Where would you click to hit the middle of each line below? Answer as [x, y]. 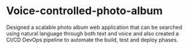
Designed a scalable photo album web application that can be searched [94, 27]
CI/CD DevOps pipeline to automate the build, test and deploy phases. [92, 40]
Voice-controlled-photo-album [84, 11]
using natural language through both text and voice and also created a [93, 33]
